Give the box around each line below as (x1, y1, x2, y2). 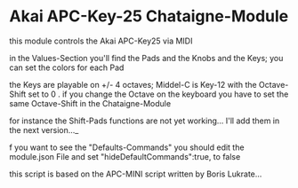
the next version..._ (9, 124, 79, 135)
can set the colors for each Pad (9, 62, 125, 73)
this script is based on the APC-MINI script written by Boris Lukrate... (9, 168, 262, 179)
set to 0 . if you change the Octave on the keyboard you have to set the (28, 89, 289, 99)
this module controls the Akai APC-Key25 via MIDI (9, 35, 193, 46)
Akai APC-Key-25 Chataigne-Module (9, 6, 289, 27)
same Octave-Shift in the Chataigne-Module (9, 98, 172, 108)
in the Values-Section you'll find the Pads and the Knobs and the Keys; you (9, 52, 284, 63)
